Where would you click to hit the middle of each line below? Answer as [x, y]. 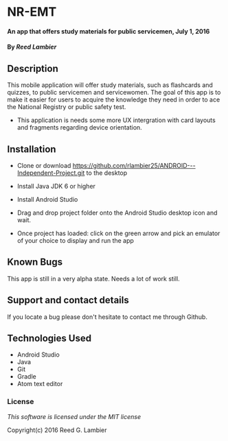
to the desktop [107, 173]
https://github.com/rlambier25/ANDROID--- [134, 166]
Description [33, 68]
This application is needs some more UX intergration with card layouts [116, 120]
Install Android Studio [47, 199]
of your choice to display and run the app [75, 240]
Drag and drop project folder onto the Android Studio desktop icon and [117, 213]
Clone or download [44, 166]
